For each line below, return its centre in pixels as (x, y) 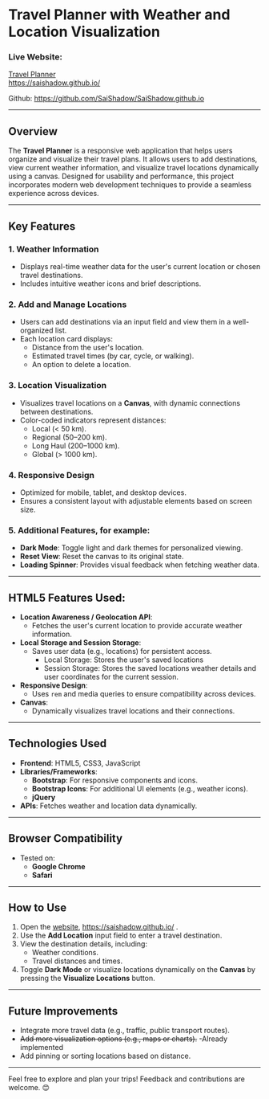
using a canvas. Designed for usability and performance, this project (121, 176)
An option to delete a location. (81, 365)
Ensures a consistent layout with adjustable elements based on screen (136, 500)
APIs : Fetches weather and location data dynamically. (108, 806)
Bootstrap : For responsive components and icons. (115, 780)
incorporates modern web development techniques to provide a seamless (130, 185)
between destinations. (56, 411)
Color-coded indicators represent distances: (93, 420)
